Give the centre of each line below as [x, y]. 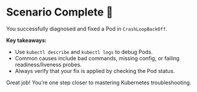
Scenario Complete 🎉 [60, 12]
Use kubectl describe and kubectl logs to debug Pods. [84, 52]
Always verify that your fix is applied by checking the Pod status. [95, 70]
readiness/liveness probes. [48, 65]
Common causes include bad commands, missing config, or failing [97, 58]
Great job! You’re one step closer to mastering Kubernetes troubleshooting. [99, 82]
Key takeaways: [26, 40]
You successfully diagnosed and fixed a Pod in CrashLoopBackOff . [87, 29]
